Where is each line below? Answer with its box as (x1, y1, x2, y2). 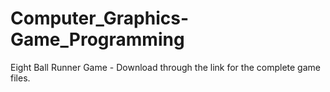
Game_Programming (10, 28, 185, 51)
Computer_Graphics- (10, 7, 190, 30)
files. (10, 72, 31, 84)
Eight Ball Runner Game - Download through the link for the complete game (10, 61, 321, 73)
